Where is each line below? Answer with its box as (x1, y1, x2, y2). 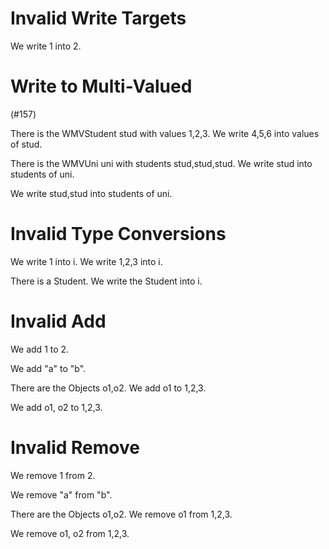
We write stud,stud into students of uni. (10, 187, 173, 199)
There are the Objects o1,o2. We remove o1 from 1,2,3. (10, 508, 233, 520)
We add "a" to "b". (10, 362, 87, 374)
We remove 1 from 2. (10, 469, 96, 481)
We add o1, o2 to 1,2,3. (10, 401, 103, 413)
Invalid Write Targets (10, 7, 187, 30)
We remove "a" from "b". (10, 488, 113, 501)
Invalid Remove (10, 436, 140, 459)
